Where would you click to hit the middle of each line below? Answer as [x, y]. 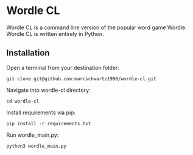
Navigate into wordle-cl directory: [48, 90]
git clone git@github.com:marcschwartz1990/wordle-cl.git [81, 79]
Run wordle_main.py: [33, 135]
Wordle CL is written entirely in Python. [55, 33]
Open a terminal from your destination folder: [63, 67]
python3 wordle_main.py [37, 146]
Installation [28, 53]
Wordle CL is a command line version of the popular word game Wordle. [96, 27]
